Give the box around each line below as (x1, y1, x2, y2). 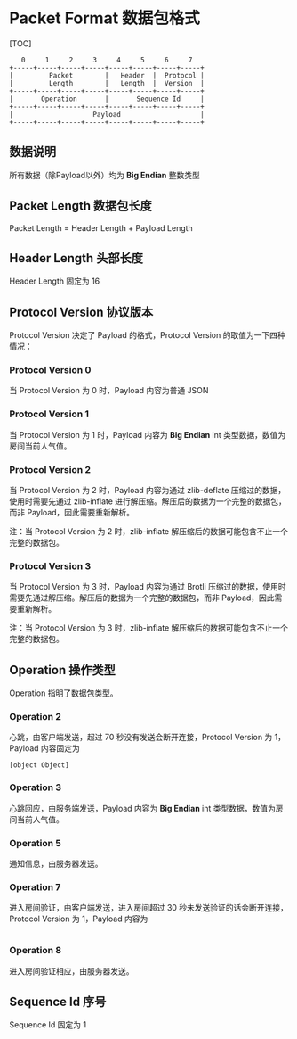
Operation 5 (9, 837, 62, 849)
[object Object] (9, 761, 69, 770)
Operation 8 (9, 944, 62, 957)
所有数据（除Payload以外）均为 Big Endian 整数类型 (9, 169, 200, 180)
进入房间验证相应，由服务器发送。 (9, 965, 134, 977)
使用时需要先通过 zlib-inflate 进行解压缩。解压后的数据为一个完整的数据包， (9, 496, 287, 507)
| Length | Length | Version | (9, 78, 205, 87)
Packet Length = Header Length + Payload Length (9, 222, 193, 233)
